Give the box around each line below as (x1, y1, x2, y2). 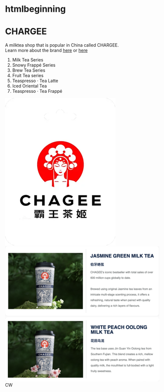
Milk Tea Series (12, 57, 44, 63)
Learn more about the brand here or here (5, 48, 88, 54)
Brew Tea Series (12, 67, 46, 73)
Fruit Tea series (12, 73, 44, 79)
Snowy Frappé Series (12, 62, 56, 68)
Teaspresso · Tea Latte (12, 78, 59, 84)
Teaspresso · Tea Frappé (12, 88, 63, 94)
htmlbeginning (5, 3, 66, 15)
